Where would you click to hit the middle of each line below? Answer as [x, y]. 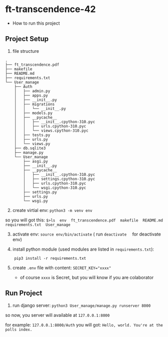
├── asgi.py [36, 161]
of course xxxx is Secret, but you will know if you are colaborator [87, 277]
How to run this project [36, 23]
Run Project [24, 293]
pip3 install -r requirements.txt [50, 258]
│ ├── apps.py [31, 95]
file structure [26, 51]
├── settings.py [40, 192]
